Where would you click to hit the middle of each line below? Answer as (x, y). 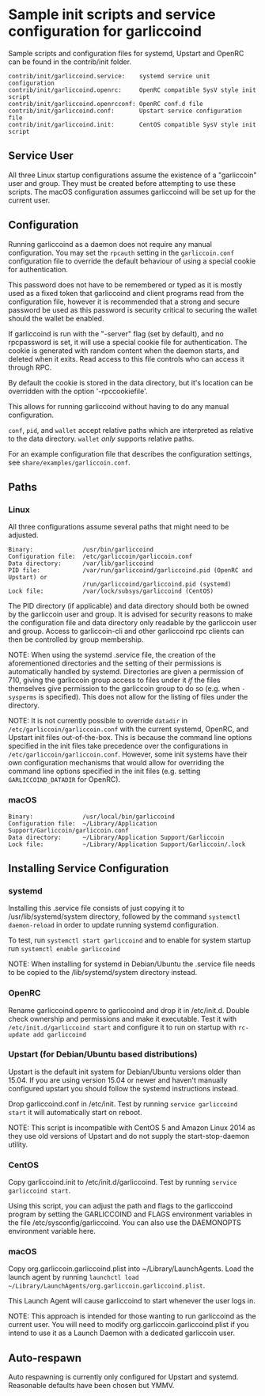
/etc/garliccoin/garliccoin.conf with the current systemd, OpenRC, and (129, 729)
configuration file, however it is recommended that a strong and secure (124, 302)
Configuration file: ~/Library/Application (83, 823)
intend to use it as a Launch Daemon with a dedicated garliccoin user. (122, 1333)
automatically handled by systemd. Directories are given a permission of (126, 672)
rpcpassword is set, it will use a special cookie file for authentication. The (128, 342)
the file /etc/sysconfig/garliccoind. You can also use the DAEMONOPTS (125, 1223)
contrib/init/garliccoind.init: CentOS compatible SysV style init (132, 124)
